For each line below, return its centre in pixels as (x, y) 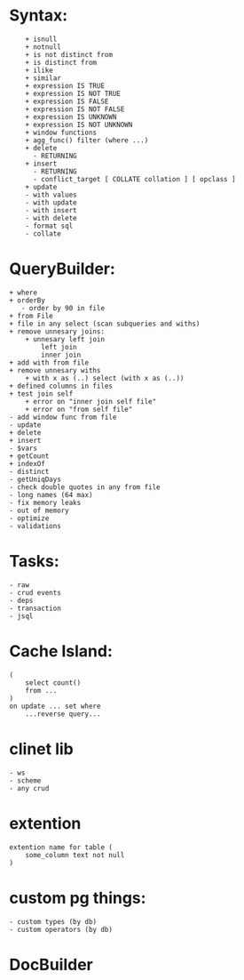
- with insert (51, 210)
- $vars (24, 448)
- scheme (25, 780)
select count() (53, 683)
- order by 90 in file (63, 308)
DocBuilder (51, 964)
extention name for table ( (61, 847)
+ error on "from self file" (79, 409)
